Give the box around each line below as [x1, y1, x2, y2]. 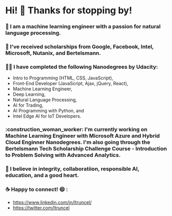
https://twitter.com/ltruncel [12, 205, 70, 211]
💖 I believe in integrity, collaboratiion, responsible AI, [5, 165, 140, 172]
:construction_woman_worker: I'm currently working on [5, 126, 148, 133]
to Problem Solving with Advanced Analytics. [5, 151, 121, 159]
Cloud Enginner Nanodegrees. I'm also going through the [5, 139, 150, 146]
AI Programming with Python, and [12, 108, 84, 114]
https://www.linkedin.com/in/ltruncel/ [12, 200, 92, 206]
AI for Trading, [12, 102, 44, 108]
